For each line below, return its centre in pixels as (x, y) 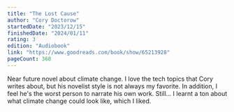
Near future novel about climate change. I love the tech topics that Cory (110, 79)
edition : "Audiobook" (39, 46)
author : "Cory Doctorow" (43, 20)
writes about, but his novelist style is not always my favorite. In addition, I (112, 86)
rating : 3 (22, 40)
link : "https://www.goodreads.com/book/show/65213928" (89, 53)
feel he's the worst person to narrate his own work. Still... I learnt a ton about (117, 93)
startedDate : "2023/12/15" (46, 26)
